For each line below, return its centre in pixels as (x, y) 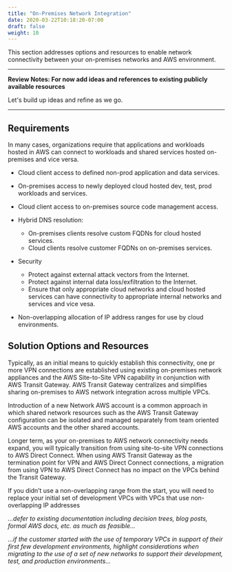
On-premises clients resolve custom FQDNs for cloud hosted (115, 233)
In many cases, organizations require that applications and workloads (106, 145)
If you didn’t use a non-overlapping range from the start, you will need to (111, 490)
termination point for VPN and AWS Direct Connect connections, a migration (116, 463)
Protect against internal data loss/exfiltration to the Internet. (113, 282)
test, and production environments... (59, 561)
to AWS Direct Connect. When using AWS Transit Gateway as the (100, 455)
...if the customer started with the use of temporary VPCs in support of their (115, 539)
